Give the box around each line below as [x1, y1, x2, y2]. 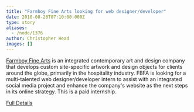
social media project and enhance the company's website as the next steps [6, 82, 188, 89]
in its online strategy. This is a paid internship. [6, 88, 117, 95]
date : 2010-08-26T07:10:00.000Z [6, 14, 85, 20]
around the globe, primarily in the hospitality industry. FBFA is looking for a [6, 69, 186, 76]
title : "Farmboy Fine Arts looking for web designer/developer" [6, 8, 166, 15]
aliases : [6, 24, 28, 31]
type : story [6, 19, 35, 25]
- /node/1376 [11, 30, 43, 36]
